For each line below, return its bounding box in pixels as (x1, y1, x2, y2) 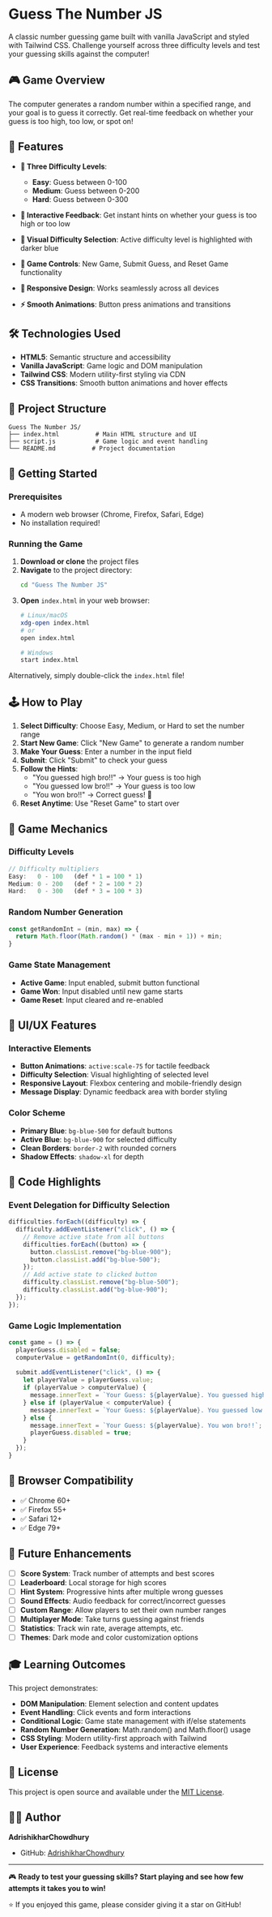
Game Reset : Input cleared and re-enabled (19, 995, 164, 1004)
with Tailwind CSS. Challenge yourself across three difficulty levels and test (8, 40, 261, 49)
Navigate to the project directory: (19, 565, 132, 575)
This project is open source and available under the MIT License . (8, 1786, 225, 1797)
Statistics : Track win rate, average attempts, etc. (19, 1623, 184, 1633)
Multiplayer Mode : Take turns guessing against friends (19, 1614, 205, 1623)
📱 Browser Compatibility (8, 1474, 134, 1488)
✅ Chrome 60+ (19, 1495, 71, 1505)
